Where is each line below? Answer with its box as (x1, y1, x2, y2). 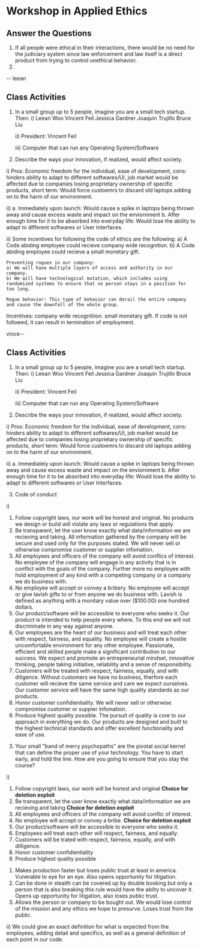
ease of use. (14, 731, 46, 738)
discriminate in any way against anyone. (14, 622, 114, 630)
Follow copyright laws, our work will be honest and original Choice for (14, 785, 189, 792)
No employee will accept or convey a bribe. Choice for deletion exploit (14, 816, 191, 824)
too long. (6, 286, 31, 292)
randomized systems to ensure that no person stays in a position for (6, 280, 187, 286)
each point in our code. (6, 935, 64, 943)
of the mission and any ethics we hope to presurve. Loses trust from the (14, 905, 193, 912)
